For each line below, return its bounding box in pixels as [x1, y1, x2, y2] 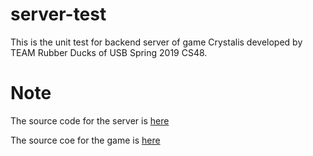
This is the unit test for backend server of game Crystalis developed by [10, 36, 303, 48]
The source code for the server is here [10, 114, 170, 127]
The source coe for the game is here [10, 134, 161, 146]
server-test [10, 3, 107, 26]
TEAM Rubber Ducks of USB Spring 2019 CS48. [10, 46, 208, 58]
